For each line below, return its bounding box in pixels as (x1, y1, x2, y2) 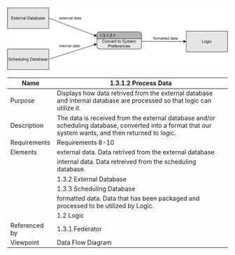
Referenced (10, 221, 44, 229)
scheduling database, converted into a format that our (57, 121, 212, 129)
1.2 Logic (57, 211, 85, 220)
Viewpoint (10, 238, 40, 247)
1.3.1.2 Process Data (109, 79, 173, 87)
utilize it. (57, 104, 81, 112)
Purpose (10, 96, 35, 105)
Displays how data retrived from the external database (57, 89, 213, 98)
